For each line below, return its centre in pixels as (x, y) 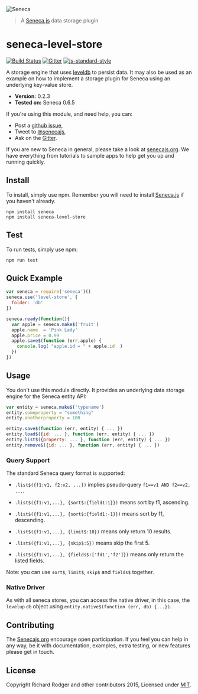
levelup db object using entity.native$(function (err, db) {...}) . (89, 607)
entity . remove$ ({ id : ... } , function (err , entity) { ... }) (83, 445)
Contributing (30, 625)
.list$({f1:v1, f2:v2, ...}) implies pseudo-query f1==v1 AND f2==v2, (103, 485)
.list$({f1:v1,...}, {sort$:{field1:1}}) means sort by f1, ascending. (102, 503)
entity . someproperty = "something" (50, 413)
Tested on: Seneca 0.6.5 (45, 102)
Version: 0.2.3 (32, 96)
